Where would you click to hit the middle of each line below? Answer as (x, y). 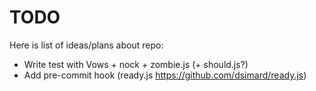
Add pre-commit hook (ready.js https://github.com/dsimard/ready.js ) (165, 75)
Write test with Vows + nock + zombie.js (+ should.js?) (136, 64)
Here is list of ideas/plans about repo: (86, 45)
